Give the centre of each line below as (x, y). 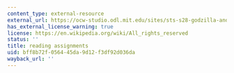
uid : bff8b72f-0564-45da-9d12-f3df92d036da (71, 53)
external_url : (28, 20)
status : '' (23, 40)
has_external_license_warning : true (60, 26)
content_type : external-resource (56, 14)
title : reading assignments (48, 46)
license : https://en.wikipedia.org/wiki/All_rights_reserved (98, 33)
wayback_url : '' (31, 59)
